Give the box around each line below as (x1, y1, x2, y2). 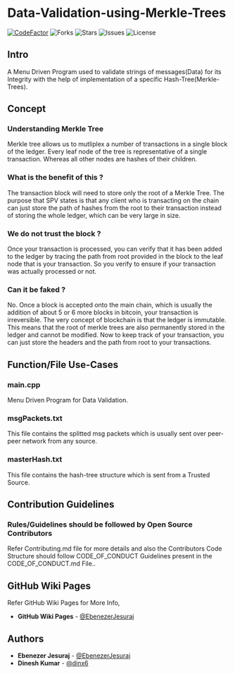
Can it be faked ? (7, 284, 65, 294)
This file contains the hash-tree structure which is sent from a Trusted (7, 470, 210, 479)
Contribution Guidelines (7, 498, 115, 510)
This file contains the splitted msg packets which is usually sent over (7, 429, 206, 438)
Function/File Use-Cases (7, 358, 119, 371)
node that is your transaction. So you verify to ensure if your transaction (7, 259, 216, 269)
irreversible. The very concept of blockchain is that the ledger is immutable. (7, 316, 227, 324)
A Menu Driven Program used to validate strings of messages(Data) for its (7, 67, 222, 75)
